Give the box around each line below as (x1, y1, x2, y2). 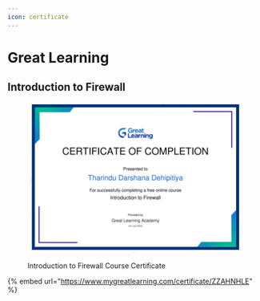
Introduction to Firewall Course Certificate (27, 261, 166, 270)
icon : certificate (7, 13, 69, 21)
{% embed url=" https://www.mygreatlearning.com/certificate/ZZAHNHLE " (7, 276, 253, 286)
